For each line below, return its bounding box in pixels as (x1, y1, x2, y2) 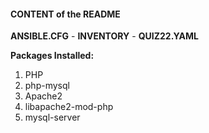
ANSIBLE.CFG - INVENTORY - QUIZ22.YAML (10, 30, 199, 42)
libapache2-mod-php (24, 101, 114, 113)
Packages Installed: (10, 50, 95, 62)
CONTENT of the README (10, 8, 121, 20)
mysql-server (24, 111, 81, 124)
